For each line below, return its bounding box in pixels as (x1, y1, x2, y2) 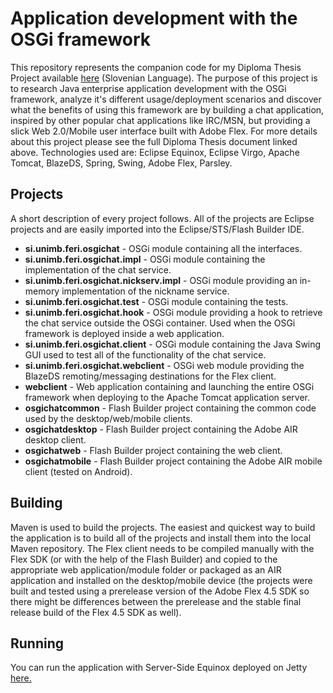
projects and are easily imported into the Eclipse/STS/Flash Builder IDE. (10, 223, 305, 235)
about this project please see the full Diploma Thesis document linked (10, 135, 298, 147)
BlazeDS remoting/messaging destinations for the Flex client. (24, 370, 277, 382)
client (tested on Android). (24, 465, 133, 477)
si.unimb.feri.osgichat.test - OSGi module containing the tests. (24, 295, 289, 307)
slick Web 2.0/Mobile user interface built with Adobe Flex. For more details (10, 125, 318, 137)
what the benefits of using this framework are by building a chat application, (10, 103, 325, 116)
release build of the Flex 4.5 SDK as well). (10, 606, 182, 618)
